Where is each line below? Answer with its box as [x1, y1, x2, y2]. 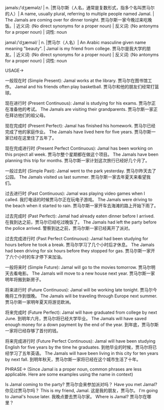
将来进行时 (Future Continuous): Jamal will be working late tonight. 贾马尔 [5, 287, 153, 292]
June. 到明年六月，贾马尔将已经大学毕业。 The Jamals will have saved [5, 316, 147, 321]
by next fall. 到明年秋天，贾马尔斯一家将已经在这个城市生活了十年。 [5, 356, 141, 362]
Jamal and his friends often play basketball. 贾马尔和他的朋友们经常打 [14, 84, 155, 89]
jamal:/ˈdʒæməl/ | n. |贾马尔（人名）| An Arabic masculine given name [5, 40, 146, 45]
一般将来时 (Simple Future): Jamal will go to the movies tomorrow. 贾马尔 [5, 265, 151, 270]
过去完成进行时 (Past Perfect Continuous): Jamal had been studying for [5, 236, 148, 241]
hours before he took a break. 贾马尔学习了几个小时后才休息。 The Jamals [5, 242, 155, 247]
